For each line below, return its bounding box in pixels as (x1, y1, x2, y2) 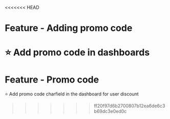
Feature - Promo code (5, 74, 99, 85)
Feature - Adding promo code (5, 23, 133, 34)
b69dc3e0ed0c (94, 108, 127, 114)
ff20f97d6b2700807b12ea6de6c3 (94, 103, 165, 109)
